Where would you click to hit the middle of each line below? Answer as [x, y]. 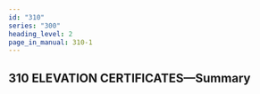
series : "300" [35, 26]
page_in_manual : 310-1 [50, 42]
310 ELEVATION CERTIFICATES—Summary [130, 78]
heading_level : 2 [41, 34]
